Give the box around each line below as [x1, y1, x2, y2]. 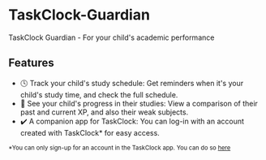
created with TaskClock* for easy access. [19, 128, 160, 137]
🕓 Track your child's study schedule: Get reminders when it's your [19, 78, 244, 88]
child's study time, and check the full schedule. [19, 89, 178, 99]
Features [8, 56, 54, 70]
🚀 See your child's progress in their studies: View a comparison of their [19, 98, 258, 108]
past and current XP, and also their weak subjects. [19, 107, 189, 117]
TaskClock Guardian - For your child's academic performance [8, 32, 215, 42]
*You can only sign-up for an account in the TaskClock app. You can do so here [8, 144, 231, 152]
